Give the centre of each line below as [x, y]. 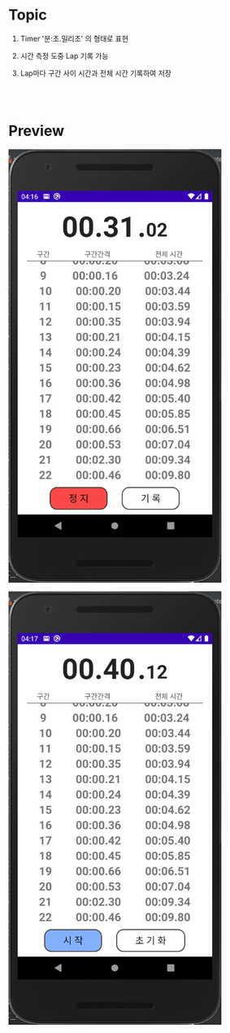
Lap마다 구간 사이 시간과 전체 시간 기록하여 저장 [96, 73]
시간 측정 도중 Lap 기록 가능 [64, 55]
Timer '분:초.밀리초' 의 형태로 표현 [74, 38]
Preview [37, 131]
